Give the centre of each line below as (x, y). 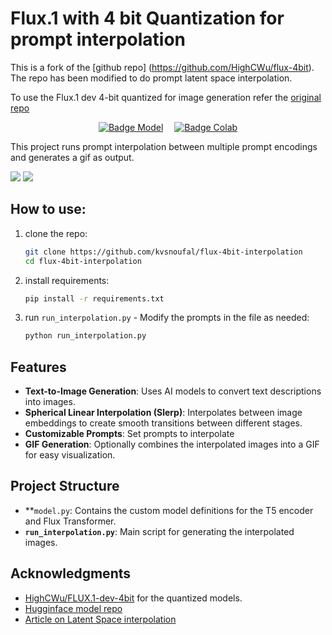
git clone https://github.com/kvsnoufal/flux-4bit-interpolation (163, 252)
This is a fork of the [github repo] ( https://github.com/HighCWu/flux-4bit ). (162, 67)
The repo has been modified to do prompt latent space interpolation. (151, 78)
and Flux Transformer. (70, 521)
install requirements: (67, 280)
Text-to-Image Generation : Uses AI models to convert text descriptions (173, 391)
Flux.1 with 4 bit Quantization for (147, 18)
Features (38, 367)
